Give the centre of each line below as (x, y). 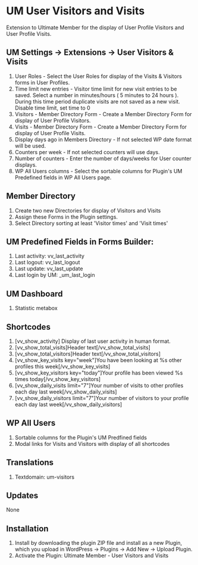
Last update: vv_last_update (49, 269)
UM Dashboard (34, 294)
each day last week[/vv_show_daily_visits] (66, 392)
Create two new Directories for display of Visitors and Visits (88, 210)
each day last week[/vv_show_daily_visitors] (68, 404)
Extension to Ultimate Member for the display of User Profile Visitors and (95, 27)
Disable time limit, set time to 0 (52, 108)
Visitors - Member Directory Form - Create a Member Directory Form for (103, 114)
